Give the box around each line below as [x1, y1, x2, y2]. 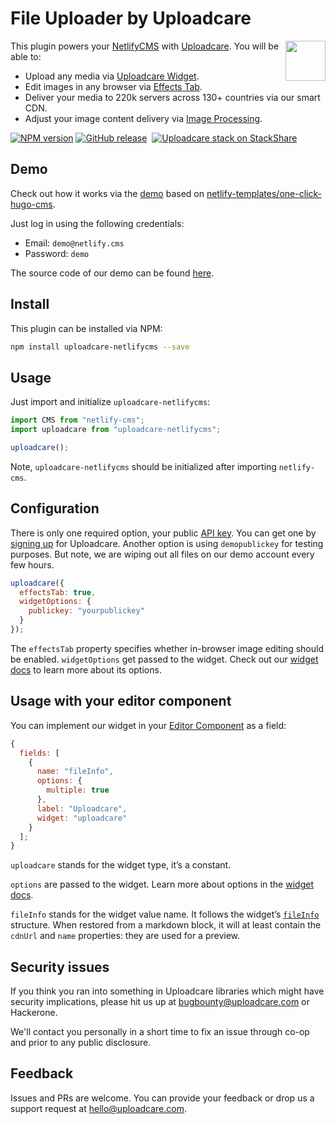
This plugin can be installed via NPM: [10, 322, 163, 334]
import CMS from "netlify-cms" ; [10, 415, 145, 426]
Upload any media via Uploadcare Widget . [24, 70, 200, 82]
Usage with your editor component [10, 693, 232, 710]
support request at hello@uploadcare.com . [10, 1102, 187, 1114]
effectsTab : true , [19, 587, 97, 597]
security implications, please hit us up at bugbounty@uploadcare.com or [10, 996, 310, 1008]
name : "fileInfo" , [36, 767, 114, 777]
